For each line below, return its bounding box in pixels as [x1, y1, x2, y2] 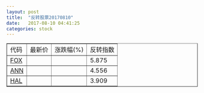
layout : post [6, 8, 39, 15]
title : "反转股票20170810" [6, 14, 74, 21]
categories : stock [6, 25, 53, 32]
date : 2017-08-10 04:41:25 [6, 20, 80, 26]
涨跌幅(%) [54, 46, 84, 54]
